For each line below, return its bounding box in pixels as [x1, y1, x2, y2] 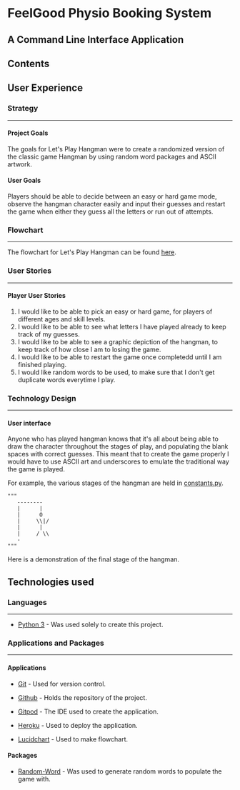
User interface [7, 419, 51, 427]
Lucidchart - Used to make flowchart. [17, 734, 129, 744]
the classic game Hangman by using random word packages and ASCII [7, 152, 216, 161]
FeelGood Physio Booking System [7, 5, 212, 21]
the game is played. [7, 465, 66, 474]
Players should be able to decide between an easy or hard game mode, [7, 192, 217, 201]
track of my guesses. [17, 330, 80, 339]
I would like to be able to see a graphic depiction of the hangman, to [17, 337, 218, 346]
